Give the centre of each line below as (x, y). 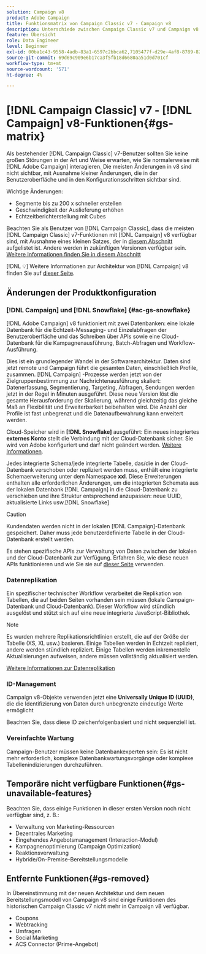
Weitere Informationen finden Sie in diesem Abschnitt (74, 255)
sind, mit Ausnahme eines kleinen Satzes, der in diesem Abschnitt (90, 241)
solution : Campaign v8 (35, 12)
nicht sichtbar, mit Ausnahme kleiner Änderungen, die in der (82, 173)
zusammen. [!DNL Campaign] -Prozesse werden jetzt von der (84, 374)
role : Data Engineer (33, 40)
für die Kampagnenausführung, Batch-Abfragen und (101, 343)
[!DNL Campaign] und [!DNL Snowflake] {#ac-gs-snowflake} (99, 310)
